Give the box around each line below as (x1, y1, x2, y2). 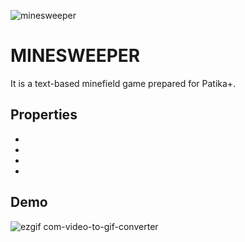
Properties (10, 106, 78, 124)
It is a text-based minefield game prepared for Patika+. (10, 77, 237, 89)
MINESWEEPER (10, 45, 141, 67)
